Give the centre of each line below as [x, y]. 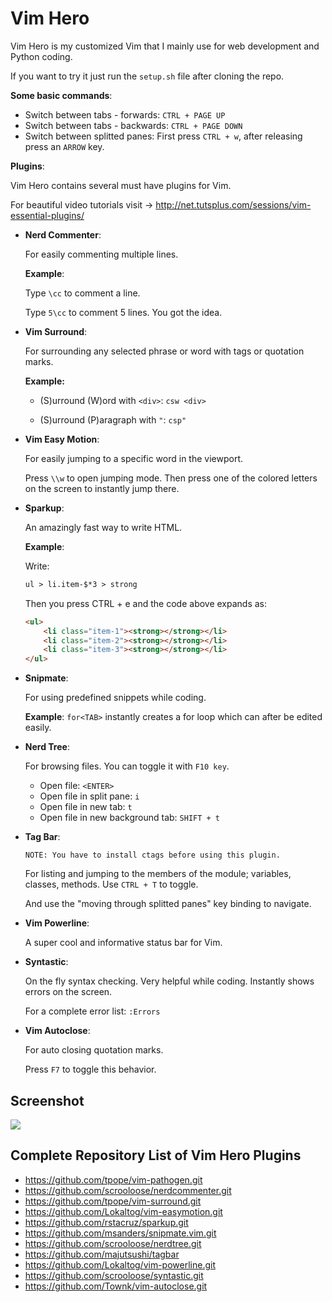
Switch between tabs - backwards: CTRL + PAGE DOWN [133, 125]
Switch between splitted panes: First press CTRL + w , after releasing [163, 136]
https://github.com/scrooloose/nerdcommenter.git [128, 1190]
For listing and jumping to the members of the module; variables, [158, 874]
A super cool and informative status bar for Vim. [123, 943]
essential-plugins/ [47, 215]
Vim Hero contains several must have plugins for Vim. [121, 185]
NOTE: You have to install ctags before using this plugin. [152, 855]
